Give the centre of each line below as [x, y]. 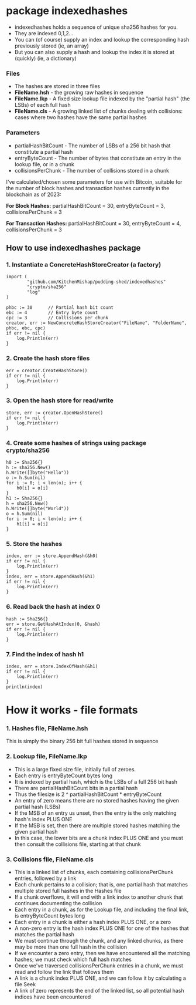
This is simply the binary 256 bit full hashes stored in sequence [82, 741]
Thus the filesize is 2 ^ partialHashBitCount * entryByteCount [88, 794]
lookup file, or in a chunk [44, 164]
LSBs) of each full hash [43, 105]
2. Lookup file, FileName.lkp [47, 757]
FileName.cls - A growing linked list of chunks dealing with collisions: [99, 111]
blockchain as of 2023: [34, 194]
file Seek [25, 984]
